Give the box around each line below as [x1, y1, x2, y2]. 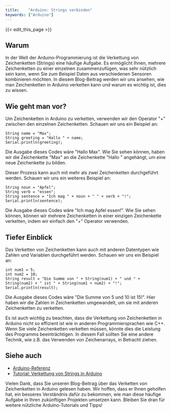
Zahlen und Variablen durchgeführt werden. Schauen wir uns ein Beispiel [5, 251, 159, 258]
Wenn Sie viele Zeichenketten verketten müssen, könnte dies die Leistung [5, 326, 161, 332]
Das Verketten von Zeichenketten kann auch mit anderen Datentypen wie [5, 246, 159, 253]
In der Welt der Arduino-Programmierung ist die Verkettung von [5, 55, 139, 61]
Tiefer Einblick [5, 233, 53, 242]
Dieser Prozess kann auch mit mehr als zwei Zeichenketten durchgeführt [5, 170, 159, 176]
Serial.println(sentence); [5, 198, 63, 203]
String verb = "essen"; [5, 190, 56, 195]
